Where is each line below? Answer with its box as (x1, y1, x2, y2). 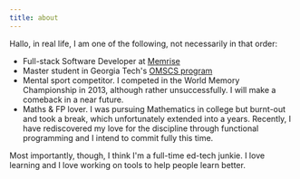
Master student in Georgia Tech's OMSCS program (22, 65, 213, 76)
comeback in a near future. (22, 94, 124, 105)
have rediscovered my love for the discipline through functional (22, 123, 259, 134)
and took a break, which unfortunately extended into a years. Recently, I (22, 113, 292, 124)
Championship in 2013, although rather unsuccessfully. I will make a (22, 84, 276, 95)
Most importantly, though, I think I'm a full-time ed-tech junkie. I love (9, 150, 266, 161)
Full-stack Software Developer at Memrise (22, 55, 181, 66)
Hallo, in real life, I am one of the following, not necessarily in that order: (9, 38, 278, 49)
